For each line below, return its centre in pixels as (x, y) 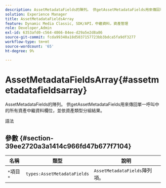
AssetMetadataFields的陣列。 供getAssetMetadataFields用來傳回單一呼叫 (80, 105)
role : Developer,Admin (28, 28)
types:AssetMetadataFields (57, 174)
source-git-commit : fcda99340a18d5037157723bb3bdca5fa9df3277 (70, 38)
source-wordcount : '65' (30, 46)
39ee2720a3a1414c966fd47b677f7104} (68, 146)
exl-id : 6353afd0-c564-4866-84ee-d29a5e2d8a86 (54, 33)
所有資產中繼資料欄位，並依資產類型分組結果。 (57, 111)
